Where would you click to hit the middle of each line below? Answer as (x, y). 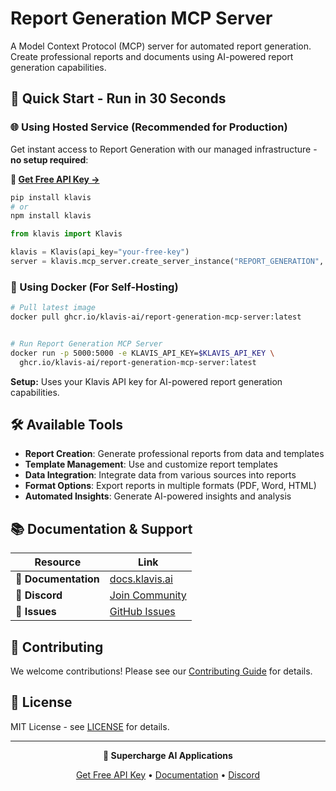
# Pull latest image (53, 308)
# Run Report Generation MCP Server (86, 343)
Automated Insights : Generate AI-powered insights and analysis (158, 496)
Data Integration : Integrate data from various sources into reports (160, 475)
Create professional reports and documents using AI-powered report (152, 56)
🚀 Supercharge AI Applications (168, 755)
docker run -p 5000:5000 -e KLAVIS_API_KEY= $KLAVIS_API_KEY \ (142, 353)
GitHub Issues (142, 612)
